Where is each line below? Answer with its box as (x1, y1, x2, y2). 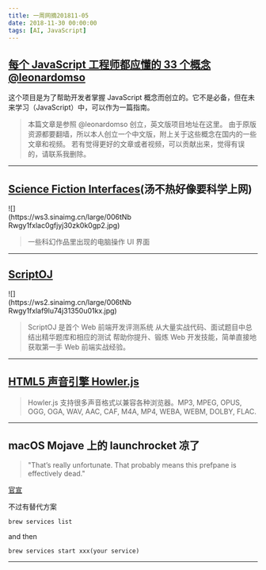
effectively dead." (27, 469, 85, 479)
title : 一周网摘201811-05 (8, 11, 89, 20)
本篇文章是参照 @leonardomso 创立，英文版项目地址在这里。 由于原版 (27, 120, 257, 129)
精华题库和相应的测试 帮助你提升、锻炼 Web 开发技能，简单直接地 (41, 332, 257, 341)
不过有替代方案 (8, 502, 57, 512)
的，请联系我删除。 (27, 149, 91, 159)
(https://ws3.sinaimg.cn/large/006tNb (8, 212, 132, 221)
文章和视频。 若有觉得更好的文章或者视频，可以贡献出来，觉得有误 (27, 140, 245, 149)
